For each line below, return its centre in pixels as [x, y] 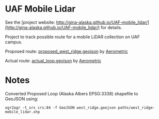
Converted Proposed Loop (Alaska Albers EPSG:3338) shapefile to [72, 93]
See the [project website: [30, 22]
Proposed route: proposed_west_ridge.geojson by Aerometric [67, 51]
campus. [14, 42]
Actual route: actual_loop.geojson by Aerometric [53, 60]
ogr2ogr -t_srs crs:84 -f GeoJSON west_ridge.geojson [61, 107]
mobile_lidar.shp [23, 112]
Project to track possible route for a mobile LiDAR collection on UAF [72, 37]
